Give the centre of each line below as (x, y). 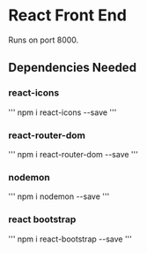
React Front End (67, 15)
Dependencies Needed (73, 68)
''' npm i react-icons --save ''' (62, 112)
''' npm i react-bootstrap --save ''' (70, 239)
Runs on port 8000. (44, 40)
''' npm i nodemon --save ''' (59, 196)
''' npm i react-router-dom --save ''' (73, 154)
